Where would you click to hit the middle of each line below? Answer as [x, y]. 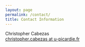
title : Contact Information [35, 19]
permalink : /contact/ [28, 15]
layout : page [19, 10]
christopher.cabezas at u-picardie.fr [42, 39]
